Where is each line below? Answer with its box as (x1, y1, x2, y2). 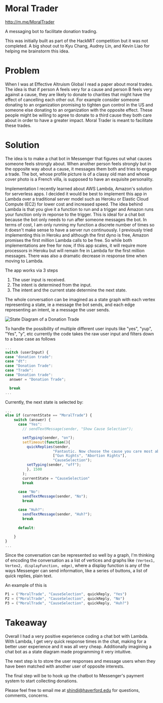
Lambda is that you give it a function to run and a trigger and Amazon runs (5, 206, 154, 212)
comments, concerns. (5, 692, 49, 698)
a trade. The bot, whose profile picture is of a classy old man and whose (5, 171, 149, 177)
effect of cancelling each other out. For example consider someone (5, 97, 140, 103)
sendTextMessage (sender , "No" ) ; (22, 494, 88, 499)
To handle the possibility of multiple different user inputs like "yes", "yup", (5, 326, 152, 331)
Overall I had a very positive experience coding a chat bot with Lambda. (5, 633, 149, 639)
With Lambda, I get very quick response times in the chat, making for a (5, 638, 147, 644)
